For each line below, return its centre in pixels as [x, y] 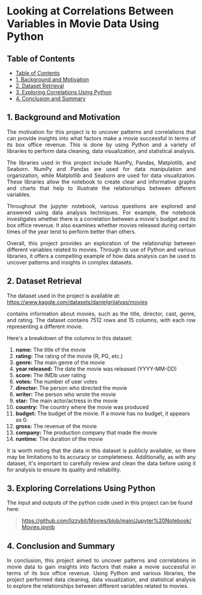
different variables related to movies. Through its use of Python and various [101, 250]
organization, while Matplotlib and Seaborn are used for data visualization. [101, 175]
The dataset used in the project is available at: [64, 296]
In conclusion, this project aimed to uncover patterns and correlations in [101, 561]
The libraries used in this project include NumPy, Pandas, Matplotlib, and [101, 163]
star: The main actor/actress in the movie [67, 401]
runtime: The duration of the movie [59, 438]
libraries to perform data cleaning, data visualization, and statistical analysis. [101, 151]
